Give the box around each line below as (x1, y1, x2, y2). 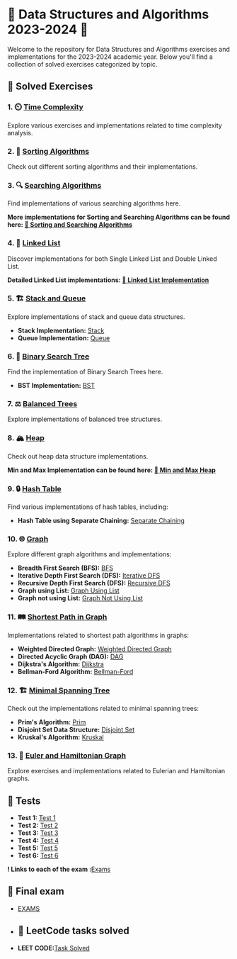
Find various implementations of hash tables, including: (7, 503, 168, 511)
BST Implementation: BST (17, 381, 96, 390)
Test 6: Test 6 (17, 851, 59, 860)
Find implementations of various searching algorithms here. (7, 199, 181, 208)
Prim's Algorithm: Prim (17, 717, 86, 726)
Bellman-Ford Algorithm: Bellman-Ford (17, 667, 134, 675)
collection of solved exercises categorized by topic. (7, 60, 158, 68)
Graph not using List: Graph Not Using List (17, 594, 144, 602)
